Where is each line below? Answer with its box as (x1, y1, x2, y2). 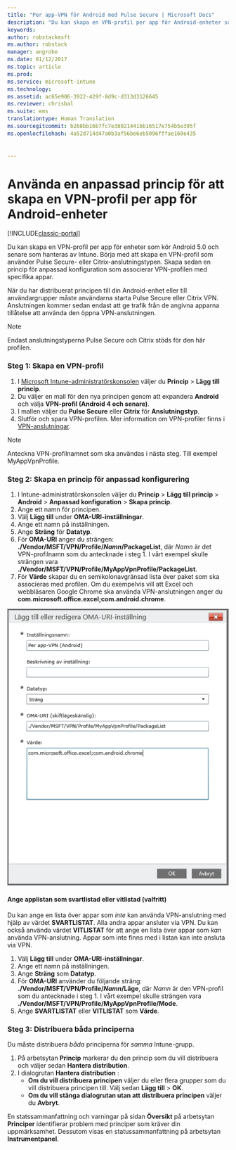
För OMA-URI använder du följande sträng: (17, 976, 143, 985)
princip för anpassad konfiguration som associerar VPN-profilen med (7, 265, 207, 274)
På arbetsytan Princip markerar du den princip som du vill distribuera (17, 1054, 218, 1062)
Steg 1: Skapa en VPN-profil (7, 361, 104, 371)
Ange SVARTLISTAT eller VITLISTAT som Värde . (17, 1007, 159, 1015)
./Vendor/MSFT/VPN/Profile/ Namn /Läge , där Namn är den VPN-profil (17, 984, 223, 992)
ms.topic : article (7, 63, 61, 70)
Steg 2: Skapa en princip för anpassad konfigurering (7, 474, 190, 484)
